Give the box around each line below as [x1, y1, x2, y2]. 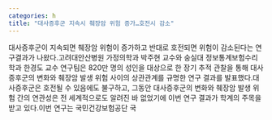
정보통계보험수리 [205, 52, 258, 62]
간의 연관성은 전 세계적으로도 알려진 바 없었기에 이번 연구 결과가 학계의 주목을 [16, 93, 262, 102]
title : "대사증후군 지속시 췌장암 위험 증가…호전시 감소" [8, 19, 175, 27]
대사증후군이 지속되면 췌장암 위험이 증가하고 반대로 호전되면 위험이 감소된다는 [8, 42, 254, 52]
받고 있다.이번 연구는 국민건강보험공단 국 [8, 102, 136, 113]
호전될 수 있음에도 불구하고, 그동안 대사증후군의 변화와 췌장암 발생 [43, 82, 252, 93]
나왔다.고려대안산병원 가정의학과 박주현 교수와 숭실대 [36, 52, 205, 62]
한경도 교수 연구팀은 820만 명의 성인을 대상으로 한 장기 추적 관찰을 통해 [23, 62, 249, 72]
